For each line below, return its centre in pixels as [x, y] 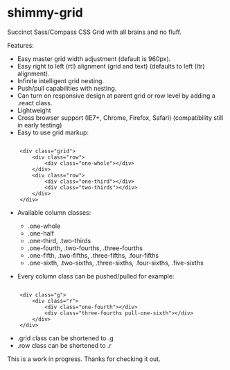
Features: [21, 45]
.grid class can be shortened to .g [65, 338]
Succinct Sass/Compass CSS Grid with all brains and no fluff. [95, 32]
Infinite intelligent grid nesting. [61, 80]
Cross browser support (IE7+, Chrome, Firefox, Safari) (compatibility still [120, 117]
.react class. [35, 103]
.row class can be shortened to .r [64, 345]
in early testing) [39, 125]
